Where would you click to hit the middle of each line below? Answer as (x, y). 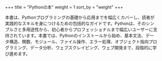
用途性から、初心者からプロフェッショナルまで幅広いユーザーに (89, 30)
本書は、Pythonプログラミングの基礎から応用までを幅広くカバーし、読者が (80, 17)
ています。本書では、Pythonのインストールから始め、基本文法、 (82, 36)
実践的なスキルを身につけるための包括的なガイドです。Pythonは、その (75, 23)
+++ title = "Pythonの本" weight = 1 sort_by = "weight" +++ (64, 7)
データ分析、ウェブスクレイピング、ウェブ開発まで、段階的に (91, 48)
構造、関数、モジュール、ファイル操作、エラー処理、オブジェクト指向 (79, 42)
